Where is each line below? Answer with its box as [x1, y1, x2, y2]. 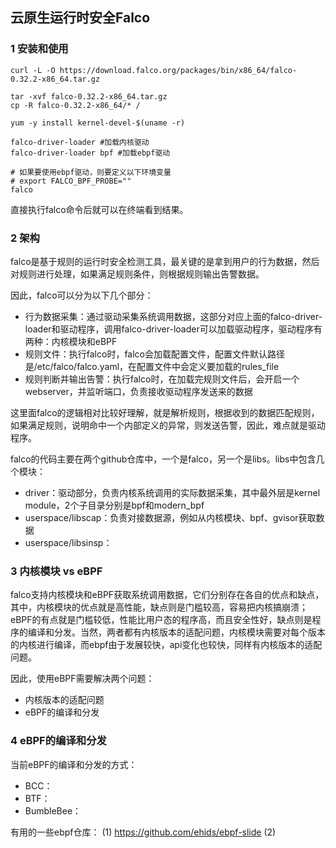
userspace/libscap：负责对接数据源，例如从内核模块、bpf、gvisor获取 [24, 511, 317, 523]
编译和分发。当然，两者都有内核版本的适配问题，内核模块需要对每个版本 [27, 626, 326, 638]
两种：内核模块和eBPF [24, 335, 118, 347]
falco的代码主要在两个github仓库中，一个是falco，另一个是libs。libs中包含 [10, 453, 317, 465]
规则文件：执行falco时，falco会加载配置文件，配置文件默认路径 [24, 348, 286, 360]
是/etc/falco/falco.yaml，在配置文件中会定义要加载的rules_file [24, 360, 280, 372]
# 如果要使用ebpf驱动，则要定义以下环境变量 [10, 167, 172, 177]
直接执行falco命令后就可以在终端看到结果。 [10, 203, 189, 215]
